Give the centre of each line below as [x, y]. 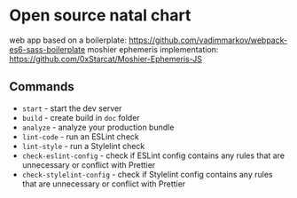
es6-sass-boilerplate [47, 49]
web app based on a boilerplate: [68, 40]
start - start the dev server [72, 108]
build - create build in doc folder [81, 117]
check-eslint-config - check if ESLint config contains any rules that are [153, 155]
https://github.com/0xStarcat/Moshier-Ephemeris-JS [106, 59]
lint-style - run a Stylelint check [83, 146]
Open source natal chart [100, 16]
